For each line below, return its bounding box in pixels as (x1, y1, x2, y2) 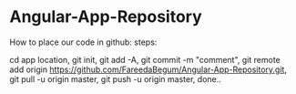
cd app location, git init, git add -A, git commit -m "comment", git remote (9, 54, 281, 65)
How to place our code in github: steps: (9, 37, 158, 47)
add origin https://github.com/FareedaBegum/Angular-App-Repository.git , (9, 64, 287, 75)
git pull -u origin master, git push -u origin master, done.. (9, 73, 221, 84)
